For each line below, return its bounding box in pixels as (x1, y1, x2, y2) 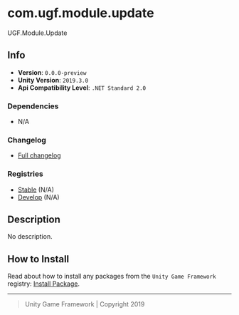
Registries (7, 169, 44, 179)
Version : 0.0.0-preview (17, 68, 87, 76)
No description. (7, 232, 53, 241)
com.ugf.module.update (7, 5, 154, 21)
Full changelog (17, 151, 62, 160)
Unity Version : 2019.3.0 (17, 76, 89, 84)
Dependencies (7, 101, 59, 111)
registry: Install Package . (7, 279, 80, 288)
